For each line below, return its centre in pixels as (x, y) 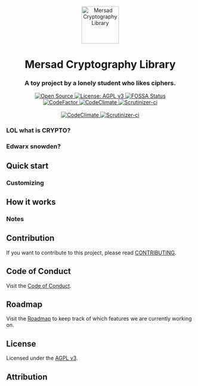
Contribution (30, 238)
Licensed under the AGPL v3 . (42, 358)
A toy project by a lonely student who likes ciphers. (100, 83)
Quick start (27, 166)
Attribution (27, 377)
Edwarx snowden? (34, 147)
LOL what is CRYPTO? (38, 130)
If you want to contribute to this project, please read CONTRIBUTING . (91, 253)
